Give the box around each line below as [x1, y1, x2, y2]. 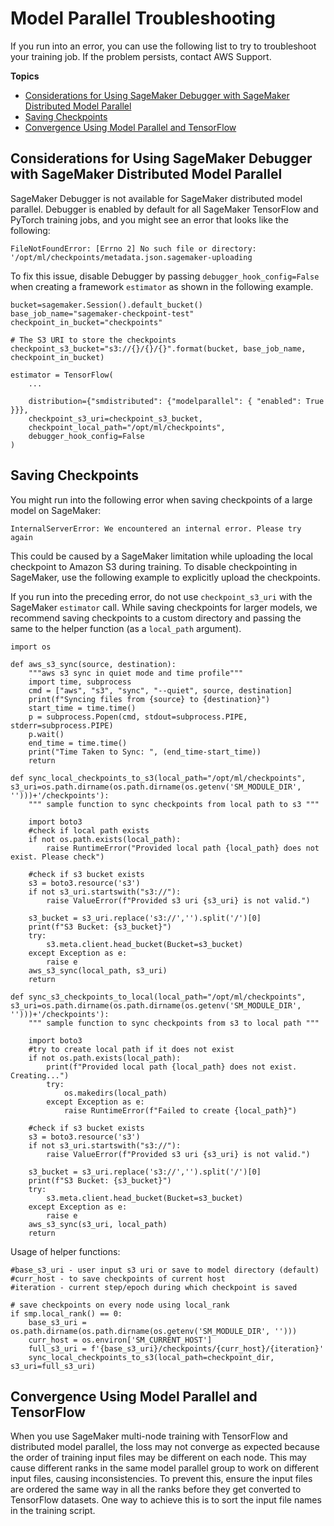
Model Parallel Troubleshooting [10, 7, 276, 30]
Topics [10, 70, 40, 82]
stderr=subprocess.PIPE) [10, 720, 114, 731]
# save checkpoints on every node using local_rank [10, 1300, 230, 1310]
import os [10, 642, 52, 652]
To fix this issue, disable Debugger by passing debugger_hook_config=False [10, 270, 320, 282]
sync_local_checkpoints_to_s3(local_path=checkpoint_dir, [28, 1352, 275, 1362]
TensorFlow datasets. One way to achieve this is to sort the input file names [10, 1494, 322, 1506]
